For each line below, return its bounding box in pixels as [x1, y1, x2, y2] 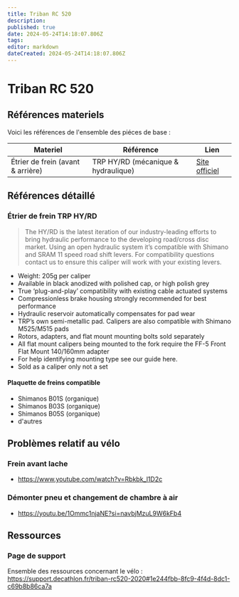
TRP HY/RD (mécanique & [92, 157, 179, 167]
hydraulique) [92, 165, 135, 175]
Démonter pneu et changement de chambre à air [7, 492, 179, 502]
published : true [7, 23, 55, 31]
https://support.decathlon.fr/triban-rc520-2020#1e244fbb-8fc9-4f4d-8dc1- [7, 574, 230, 583]
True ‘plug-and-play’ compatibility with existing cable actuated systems [17, 286, 228, 295]
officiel [196, 165, 219, 175]
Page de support [7, 551, 66, 561]
